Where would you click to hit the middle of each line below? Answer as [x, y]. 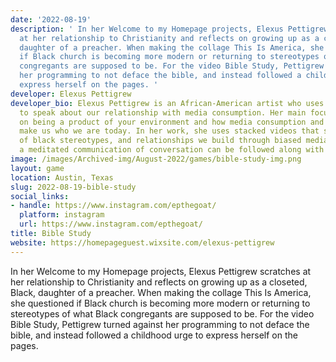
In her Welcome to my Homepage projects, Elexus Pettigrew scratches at [161, 271]
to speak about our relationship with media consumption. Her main [163, 112]
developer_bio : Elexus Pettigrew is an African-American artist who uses [167, 103]
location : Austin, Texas [62, 177]
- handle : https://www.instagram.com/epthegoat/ [113, 206]
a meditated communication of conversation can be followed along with [172, 150]
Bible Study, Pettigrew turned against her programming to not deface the [160, 324]
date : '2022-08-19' [51, 19]
